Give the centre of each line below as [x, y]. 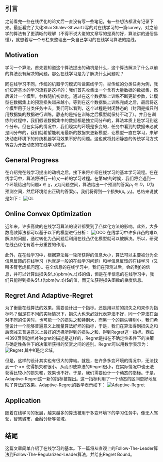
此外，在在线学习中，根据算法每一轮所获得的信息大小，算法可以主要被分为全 [81, 255]
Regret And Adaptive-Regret [49, 296]
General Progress [32, 160]
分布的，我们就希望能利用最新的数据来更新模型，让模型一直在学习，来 [83, 132]
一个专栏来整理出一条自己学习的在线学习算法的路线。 [86, 39]
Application [23, 401]
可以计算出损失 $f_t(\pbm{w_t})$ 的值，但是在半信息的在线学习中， [84, 274]
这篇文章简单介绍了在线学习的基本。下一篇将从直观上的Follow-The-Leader [79, 448]
